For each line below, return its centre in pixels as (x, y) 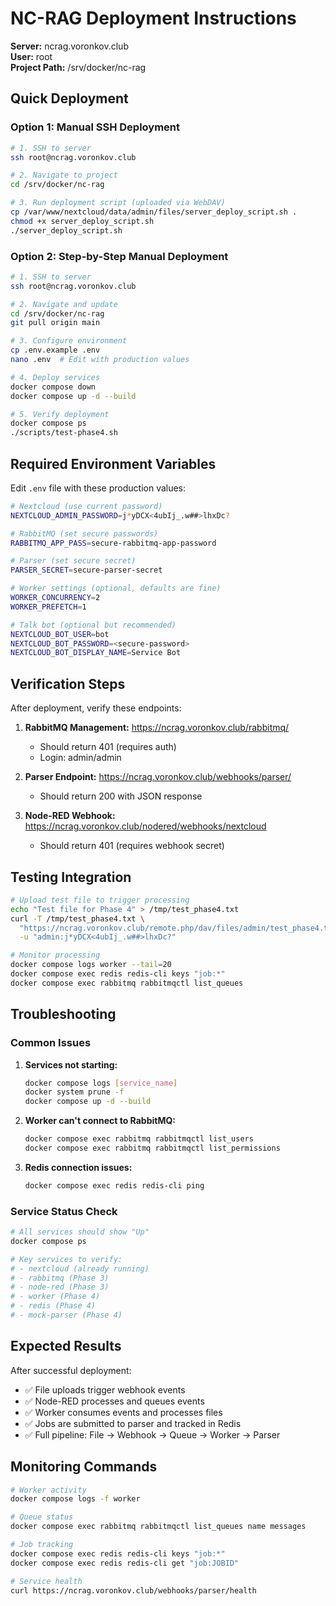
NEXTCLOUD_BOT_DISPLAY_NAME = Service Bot (96, 653)
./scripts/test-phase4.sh (64, 433)
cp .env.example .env (55, 350)
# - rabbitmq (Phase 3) (60, 1278)
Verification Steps (68, 683)
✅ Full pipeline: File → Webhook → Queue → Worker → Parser (152, 1434)
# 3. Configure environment (69, 341)
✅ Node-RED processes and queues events (114, 1401)
